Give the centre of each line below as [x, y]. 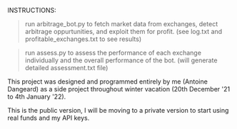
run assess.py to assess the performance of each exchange [113, 53]
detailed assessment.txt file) [66, 68]
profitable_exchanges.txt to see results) [83, 39]
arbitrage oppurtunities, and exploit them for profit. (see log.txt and [123, 32]
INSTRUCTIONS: [32, 10]
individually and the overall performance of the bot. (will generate [121, 60]
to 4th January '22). [37, 96]
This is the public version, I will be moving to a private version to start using [118, 110]
